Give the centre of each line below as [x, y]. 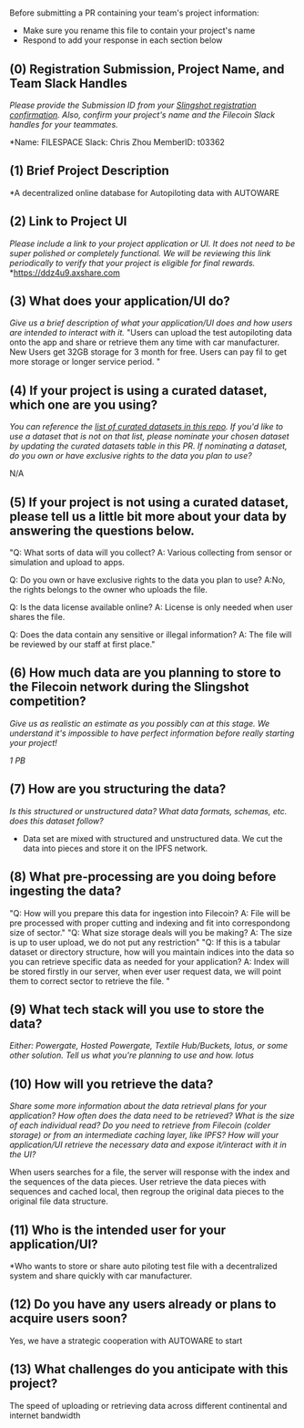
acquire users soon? [69, 1319]
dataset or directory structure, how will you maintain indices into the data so [152, 952]
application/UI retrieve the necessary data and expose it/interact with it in [148, 1145]
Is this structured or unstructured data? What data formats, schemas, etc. [148, 811]
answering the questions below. [102, 530]
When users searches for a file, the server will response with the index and [150, 1172]
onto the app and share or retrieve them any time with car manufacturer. [145, 342]
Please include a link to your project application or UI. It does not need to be [152, 243]
